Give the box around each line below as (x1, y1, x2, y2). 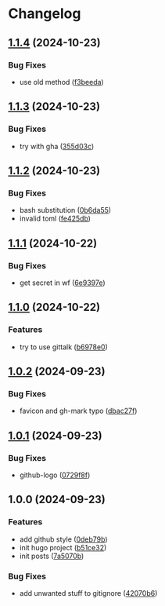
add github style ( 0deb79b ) (19, 535, 108, 544)
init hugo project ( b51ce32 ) (19, 542, 107, 552)
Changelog (8, 5, 81, 23)
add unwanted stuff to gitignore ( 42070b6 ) (19, 588, 158, 597)
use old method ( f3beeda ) (19, 77, 104, 86)
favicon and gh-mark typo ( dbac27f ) (19, 406, 138, 416)
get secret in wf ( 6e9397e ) (19, 278, 106, 287)
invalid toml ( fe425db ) (19, 214, 91, 224)
